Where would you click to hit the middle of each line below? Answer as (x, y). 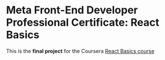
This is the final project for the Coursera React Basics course (80, 51)
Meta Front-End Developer (72, 10)
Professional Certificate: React (83, 22)
